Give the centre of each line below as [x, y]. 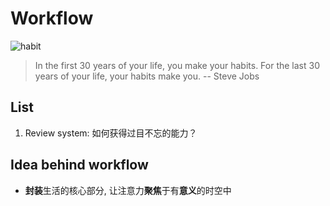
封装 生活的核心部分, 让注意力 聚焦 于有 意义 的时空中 [128, 190]
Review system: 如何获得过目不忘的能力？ [111, 133]
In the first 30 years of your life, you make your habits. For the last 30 [177, 65]
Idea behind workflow [79, 165]
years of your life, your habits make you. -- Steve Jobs [147, 76]
